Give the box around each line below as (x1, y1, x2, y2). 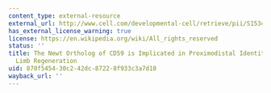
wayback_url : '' (8, 72, 63, 80)
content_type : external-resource (8, 11, 121, 20)
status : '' (8, 42, 45, 50)
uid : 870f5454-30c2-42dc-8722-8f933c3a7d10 (8, 65, 157, 73)
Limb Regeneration (15, 57, 78, 66)
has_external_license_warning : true (8, 27, 131, 35)
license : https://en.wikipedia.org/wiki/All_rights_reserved (8, 34, 219, 43)
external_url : (8, 19, 56, 27)
